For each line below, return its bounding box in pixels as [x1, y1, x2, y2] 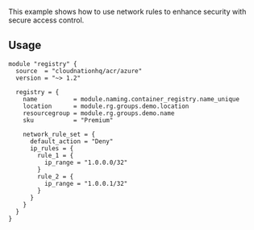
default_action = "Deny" [29, 137, 114, 146]
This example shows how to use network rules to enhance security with [8, 7, 247, 16]
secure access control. [8, 15, 85, 25]
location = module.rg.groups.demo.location [23, 102, 189, 110]
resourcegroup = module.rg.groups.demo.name [23, 109, 175, 117]
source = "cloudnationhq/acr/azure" [15, 67, 143, 75]
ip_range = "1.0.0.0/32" [44, 158, 128, 166]
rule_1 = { [37, 151, 74, 159]
